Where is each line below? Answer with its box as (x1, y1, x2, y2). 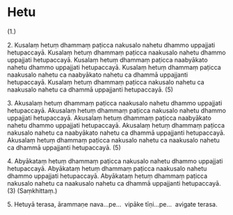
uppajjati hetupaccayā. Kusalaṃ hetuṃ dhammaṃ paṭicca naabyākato (7, 55, 208, 64)
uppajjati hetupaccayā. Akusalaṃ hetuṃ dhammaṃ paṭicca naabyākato (7, 113, 212, 122)
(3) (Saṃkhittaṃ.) (7, 186, 58, 195)
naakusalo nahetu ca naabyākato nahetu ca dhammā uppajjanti (7, 71, 188, 79)
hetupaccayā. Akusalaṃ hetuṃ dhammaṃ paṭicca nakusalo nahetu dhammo (7, 106, 226, 114)
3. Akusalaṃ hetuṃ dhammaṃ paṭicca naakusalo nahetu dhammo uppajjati (7, 98, 223, 107)
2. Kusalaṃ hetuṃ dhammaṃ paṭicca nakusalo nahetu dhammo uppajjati (7, 40, 216, 49)
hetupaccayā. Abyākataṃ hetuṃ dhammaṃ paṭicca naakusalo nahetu (7, 164, 207, 172)
